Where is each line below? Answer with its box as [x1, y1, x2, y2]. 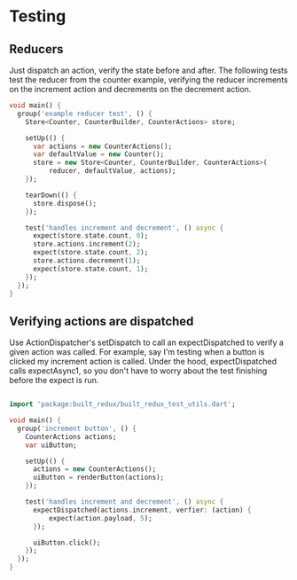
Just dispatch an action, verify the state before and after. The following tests [9, 65, 288, 75]
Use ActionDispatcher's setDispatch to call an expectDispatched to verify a [9, 337, 284, 348]
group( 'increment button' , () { [17, 424, 137, 433]
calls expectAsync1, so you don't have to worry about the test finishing [9, 365, 268, 376]
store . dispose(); [32, 199, 98, 208]
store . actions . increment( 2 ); [32, 239, 141, 249]
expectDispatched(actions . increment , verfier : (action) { [32, 506, 252, 514]
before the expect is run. [9, 375, 99, 386]
